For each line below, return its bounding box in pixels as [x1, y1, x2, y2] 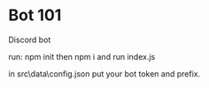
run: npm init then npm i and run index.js [8, 51, 156, 62]
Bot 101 [8, 5, 62, 26]
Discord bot [8, 34, 51, 45]
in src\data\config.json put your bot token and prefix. [8, 68, 201, 79]
